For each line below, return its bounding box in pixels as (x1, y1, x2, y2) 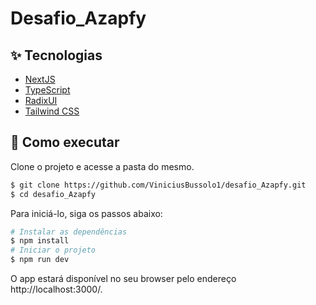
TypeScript (24, 84, 71, 96)
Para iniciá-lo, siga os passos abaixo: (10, 207, 163, 219)
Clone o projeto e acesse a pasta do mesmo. (10, 160, 195, 172)
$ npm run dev (10, 255, 70, 265)
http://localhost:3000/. (10, 283, 103, 296)
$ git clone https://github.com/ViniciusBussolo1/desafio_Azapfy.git (10, 180, 307, 190)
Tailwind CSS (24, 105, 80, 117)
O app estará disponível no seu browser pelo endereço (10, 273, 237, 285)
